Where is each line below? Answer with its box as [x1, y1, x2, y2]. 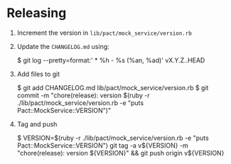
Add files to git [16, 70, 60, 78]
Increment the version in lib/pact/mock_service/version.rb [16, 28, 193, 37]
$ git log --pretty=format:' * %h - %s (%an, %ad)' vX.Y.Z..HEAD [16, 55, 205, 65]
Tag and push [16, 119, 58, 129]
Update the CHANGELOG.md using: [16, 42, 109, 50]
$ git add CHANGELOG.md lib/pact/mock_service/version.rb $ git [16, 83, 209, 92]
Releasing [6, 5, 67, 21]
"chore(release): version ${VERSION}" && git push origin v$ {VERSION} [16, 148, 225, 157]
